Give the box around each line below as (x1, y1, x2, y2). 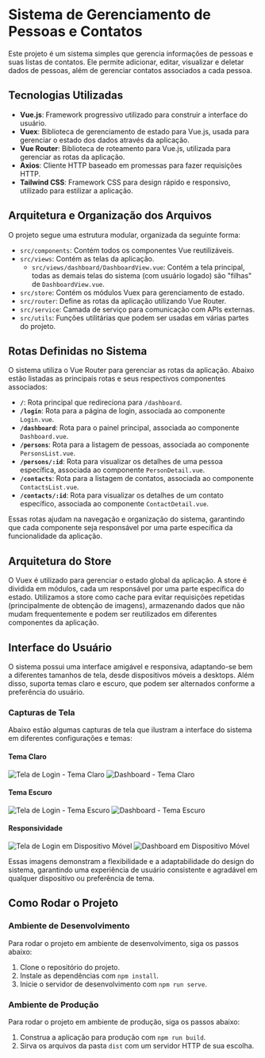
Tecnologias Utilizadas (8, 89, 124, 103)
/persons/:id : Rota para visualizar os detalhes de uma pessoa (19, 457, 224, 467)
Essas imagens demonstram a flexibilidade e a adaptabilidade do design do (8, 856, 255, 866)
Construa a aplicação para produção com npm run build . (19, 1032, 206, 1042)
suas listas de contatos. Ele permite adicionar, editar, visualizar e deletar (8, 57, 244, 67)
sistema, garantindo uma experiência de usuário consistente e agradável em (8, 865, 258, 874)
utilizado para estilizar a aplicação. (19, 185, 133, 196)
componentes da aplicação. (8, 618, 99, 627)
